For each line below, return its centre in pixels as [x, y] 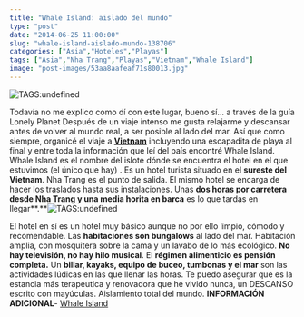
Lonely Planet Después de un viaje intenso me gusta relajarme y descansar [150, 121]
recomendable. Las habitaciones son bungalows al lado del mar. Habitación [152, 235]
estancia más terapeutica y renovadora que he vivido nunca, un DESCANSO [152, 283]
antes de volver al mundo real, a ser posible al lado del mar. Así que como [147, 131]
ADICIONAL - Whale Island [59, 303]
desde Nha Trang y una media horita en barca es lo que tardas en [134, 198]
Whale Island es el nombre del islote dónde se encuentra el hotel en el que [149, 160]
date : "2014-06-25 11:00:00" [64, 35]
